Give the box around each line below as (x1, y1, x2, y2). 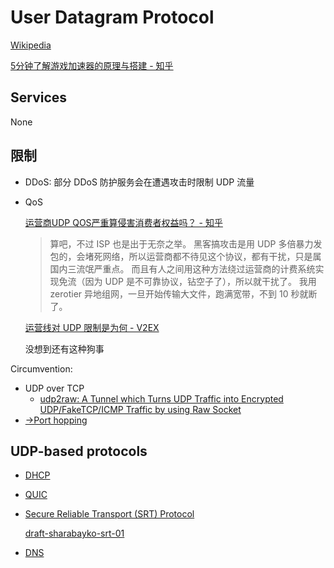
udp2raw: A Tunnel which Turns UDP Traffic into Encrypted (39, 392, 284, 405)
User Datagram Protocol (10, 6, 215, 29)
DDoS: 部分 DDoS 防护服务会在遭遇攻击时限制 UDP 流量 (24, 176, 255, 188)
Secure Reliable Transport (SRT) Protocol (24, 508, 195, 520)
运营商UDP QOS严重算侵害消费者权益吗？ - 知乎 (24, 216, 223, 228)
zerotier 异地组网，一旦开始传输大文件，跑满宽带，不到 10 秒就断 (49, 287, 318, 300)
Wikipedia (10, 39, 52, 51)
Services (10, 89, 68, 106)
